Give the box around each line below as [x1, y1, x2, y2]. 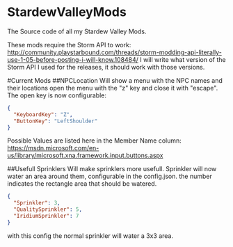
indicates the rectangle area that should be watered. [7, 180, 157, 188]
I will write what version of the [140, 55, 226, 63]
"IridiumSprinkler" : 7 [13, 213, 79, 220]
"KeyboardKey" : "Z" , [13, 111, 73, 118]
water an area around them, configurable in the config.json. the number [7, 172, 212, 181]
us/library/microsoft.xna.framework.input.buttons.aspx [7, 151, 163, 160]
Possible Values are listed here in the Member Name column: [7, 136, 182, 145]
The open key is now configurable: [7, 91, 106, 99]
